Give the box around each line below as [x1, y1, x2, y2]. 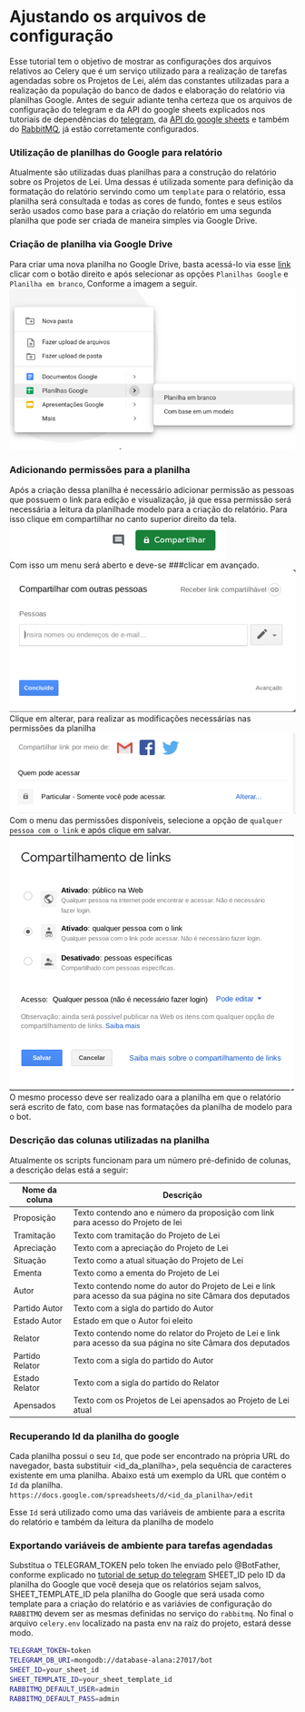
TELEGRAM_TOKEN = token [9, 1647, 92, 1656]
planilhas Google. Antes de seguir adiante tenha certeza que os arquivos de [9, 94, 293, 106]
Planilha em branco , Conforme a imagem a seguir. [9, 277, 198, 288]
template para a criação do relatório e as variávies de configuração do [9, 1598, 272, 1609]
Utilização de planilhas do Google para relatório [9, 146, 223, 158]
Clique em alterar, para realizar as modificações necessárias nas [9, 712, 251, 724]
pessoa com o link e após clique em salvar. [9, 825, 172, 836]
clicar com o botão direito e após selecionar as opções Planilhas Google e [9, 268, 289, 279]
